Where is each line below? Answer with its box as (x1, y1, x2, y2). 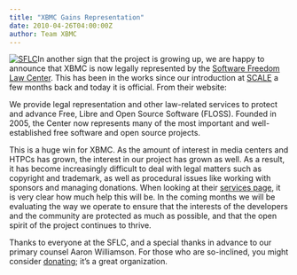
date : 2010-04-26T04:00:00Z (9, 21, 113, 30)
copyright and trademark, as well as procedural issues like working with (9, 173, 271, 184)
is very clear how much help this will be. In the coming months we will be (9, 192, 276, 202)
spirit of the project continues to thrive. (9, 220, 152, 231)
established (9, 128, 51, 138)
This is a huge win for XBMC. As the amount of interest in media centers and (9, 145, 289, 155)
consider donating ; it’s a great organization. (9, 256, 168, 267)
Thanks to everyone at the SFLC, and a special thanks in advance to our (9, 237, 272, 248)
